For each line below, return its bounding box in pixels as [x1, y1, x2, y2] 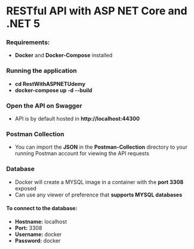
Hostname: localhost [14, 218, 67, 225]
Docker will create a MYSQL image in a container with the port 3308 [14, 178, 184, 186]
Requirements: [6, 38, 50, 47]
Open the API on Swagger [6, 102, 82, 110]
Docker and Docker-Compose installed [14, 52, 113, 59]
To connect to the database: [6, 205, 78, 212]
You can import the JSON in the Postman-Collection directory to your [14, 143, 188, 150]
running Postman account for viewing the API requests [14, 150, 149, 157]
